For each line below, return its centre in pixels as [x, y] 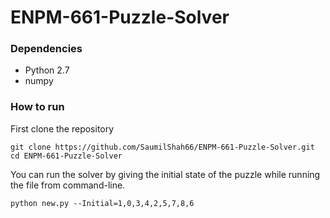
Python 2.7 [47, 70]
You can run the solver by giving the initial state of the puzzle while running [165, 174]
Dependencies [46, 49]
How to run [37, 107]
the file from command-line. [68, 185]
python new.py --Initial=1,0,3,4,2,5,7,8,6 [102, 203]
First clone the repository [62, 128]
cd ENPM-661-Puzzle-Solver [66, 156]
